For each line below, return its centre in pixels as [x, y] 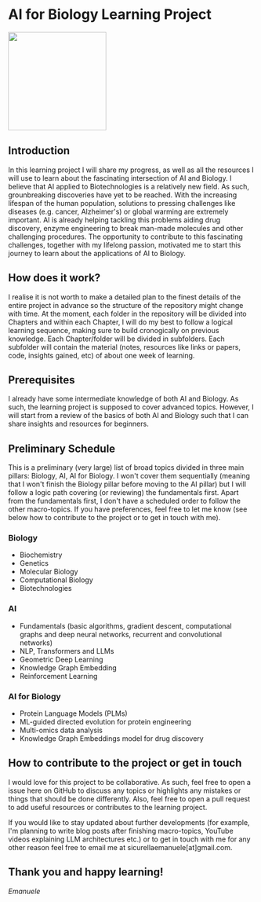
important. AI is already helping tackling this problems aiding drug [114, 220]
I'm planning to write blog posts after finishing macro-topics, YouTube [121, 830]
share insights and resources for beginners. [78, 424]
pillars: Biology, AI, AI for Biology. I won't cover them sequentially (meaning [129, 476]
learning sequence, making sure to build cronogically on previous [114, 330]
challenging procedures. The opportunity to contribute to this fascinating [125, 236]
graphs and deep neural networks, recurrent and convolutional [120, 634]
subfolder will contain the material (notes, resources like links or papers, [125, 346]
